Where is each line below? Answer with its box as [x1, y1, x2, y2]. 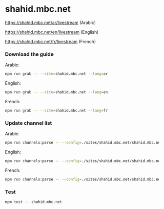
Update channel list [5, 119, 52, 126]
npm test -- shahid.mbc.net [5, 200, 62, 205]
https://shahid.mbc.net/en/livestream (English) [5, 29, 99, 35]
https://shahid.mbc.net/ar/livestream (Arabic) [5, 20, 96, 25]
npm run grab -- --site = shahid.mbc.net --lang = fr [5, 108, 108, 113]
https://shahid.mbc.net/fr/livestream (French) [5, 38, 96, 45]
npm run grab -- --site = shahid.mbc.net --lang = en [5, 90, 108, 95]
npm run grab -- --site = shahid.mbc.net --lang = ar [5, 71, 108, 76]
